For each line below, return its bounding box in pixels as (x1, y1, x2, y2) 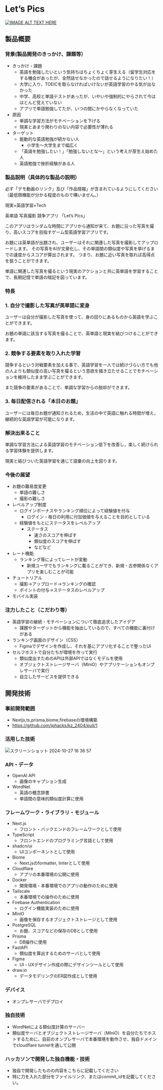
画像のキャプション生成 (19, 778, 67, 784)
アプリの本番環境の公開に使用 (19, 871, 79, 877)
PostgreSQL (12, 922, 36, 928)
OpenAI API (12, 772, 36, 778)
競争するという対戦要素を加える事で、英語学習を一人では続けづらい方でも (5, 362, 154, 368)
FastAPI (12, 945, 28, 950)
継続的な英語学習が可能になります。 (5, 416, 77, 422)
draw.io (12, 967, 27, 973)
